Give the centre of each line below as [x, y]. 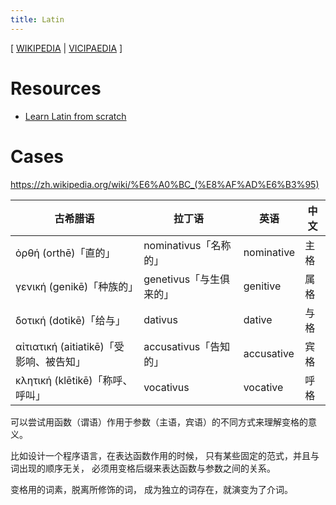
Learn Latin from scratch [75, 116]
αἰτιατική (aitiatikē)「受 [70, 346]
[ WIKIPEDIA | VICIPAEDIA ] [66, 48]
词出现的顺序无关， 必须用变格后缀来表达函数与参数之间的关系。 [143, 468]
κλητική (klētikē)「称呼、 [74, 380]
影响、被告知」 [51, 361]
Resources [56, 88]
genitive [262, 286]
